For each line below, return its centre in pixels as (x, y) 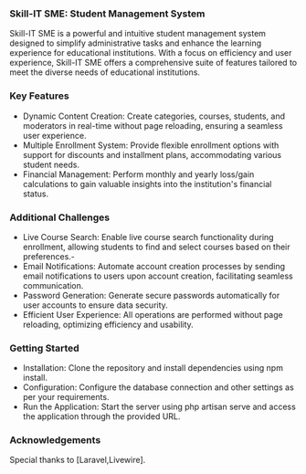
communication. (53, 285)
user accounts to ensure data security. (95, 305)
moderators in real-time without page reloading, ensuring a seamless (153, 125)
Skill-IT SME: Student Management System (107, 14)
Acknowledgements (55, 440)
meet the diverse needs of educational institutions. (105, 72)
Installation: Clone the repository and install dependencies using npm (153, 368)
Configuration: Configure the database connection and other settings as (158, 387)
